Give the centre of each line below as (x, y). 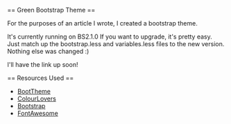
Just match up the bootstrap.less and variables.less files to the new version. (116, 44)
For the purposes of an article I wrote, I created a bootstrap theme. (102, 23)
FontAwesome (38, 113)
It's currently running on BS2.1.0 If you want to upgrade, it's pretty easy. (110, 37)
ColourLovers (37, 99)
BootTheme (34, 91)
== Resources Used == (41, 78)
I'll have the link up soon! (43, 64)
